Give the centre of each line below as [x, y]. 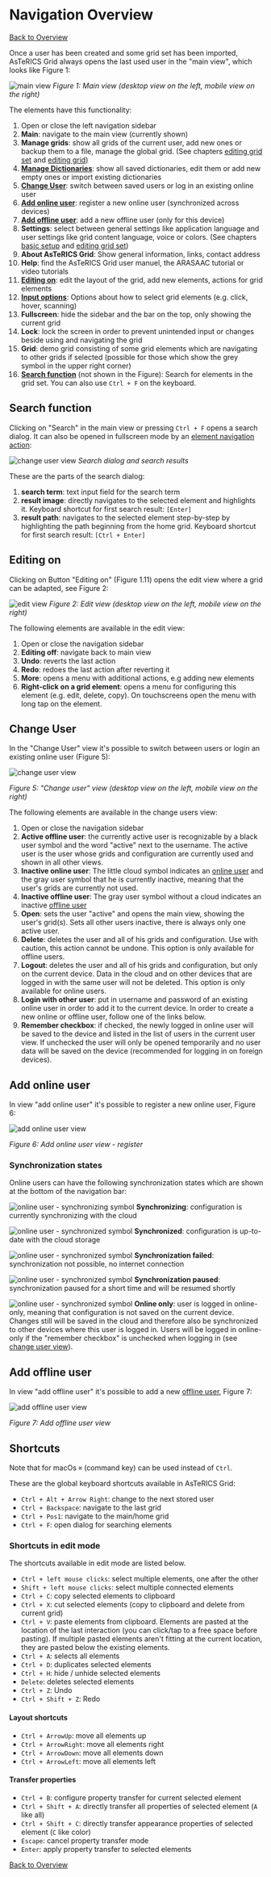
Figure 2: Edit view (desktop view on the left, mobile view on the [155, 604]
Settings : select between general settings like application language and [140, 228]
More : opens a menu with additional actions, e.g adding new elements [138, 678]
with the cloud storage [63, 1240]
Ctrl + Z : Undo [46, 1691]
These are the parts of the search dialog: [77, 476]
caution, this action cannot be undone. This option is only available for [138, 948]
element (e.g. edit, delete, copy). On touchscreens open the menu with [138, 695]
